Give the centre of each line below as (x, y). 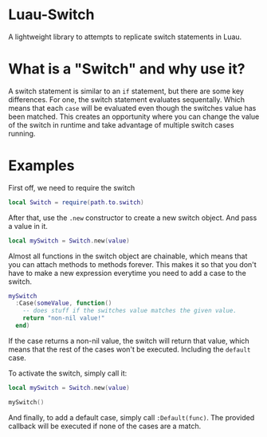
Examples (41, 166)
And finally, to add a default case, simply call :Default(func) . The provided (132, 417)
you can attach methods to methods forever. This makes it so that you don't (132, 264)
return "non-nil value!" (64, 318)
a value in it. (28, 226)
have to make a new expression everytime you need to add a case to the (128, 273)
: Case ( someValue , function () (64, 303)
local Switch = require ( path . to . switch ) (77, 202)
